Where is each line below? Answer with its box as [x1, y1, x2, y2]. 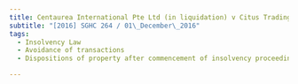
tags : [9, 29, 29, 38]
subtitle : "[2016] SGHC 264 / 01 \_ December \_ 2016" [9, 21, 200, 30]
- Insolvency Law [17, 37, 82, 47]
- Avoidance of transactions [17, 46, 125, 55]
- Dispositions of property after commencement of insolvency [17, 54, 252, 63]
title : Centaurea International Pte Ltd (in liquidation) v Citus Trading [9, 12, 292, 22]
